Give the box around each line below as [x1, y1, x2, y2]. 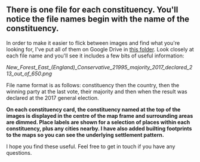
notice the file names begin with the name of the [6, 14, 190, 25]
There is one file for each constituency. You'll [6, 5, 179, 15]
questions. [6, 149, 32, 156]
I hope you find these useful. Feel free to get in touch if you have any [6, 143, 176, 150]
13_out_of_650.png [6, 70, 53, 77]
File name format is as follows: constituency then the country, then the [6, 81, 180, 88]
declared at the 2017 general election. [6, 94, 99, 101]
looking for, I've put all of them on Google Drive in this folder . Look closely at [6, 45, 194, 53]
